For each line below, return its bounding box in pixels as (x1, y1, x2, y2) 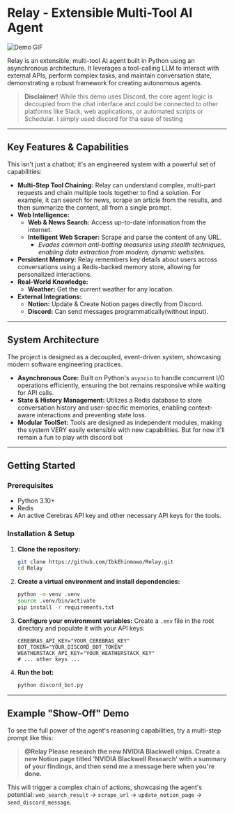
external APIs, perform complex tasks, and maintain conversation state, (7, 71, 212, 80)
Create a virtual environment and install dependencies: (17, 577, 180, 586)
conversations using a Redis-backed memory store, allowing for (17, 262, 201, 271)
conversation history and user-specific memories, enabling (17, 403, 187, 412)
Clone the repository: (17, 545, 81, 553)
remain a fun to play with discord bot (17, 433, 123, 441)
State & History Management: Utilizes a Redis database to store (17, 396, 203, 404)
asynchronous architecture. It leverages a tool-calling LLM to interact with (7, 64, 219, 72)
